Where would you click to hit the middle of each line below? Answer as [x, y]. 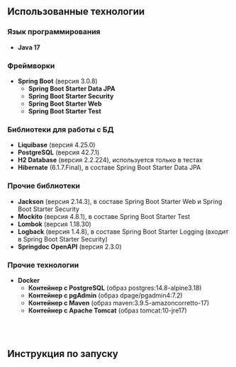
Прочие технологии [43, 265]
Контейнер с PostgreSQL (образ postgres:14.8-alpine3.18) [115, 288]
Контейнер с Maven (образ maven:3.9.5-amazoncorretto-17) [119, 303]
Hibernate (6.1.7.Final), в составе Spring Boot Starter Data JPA [109, 168]
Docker [29, 280]
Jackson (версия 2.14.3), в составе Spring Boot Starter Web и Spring [120, 201]
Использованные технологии [76, 12]
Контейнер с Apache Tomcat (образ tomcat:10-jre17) [108, 310]
